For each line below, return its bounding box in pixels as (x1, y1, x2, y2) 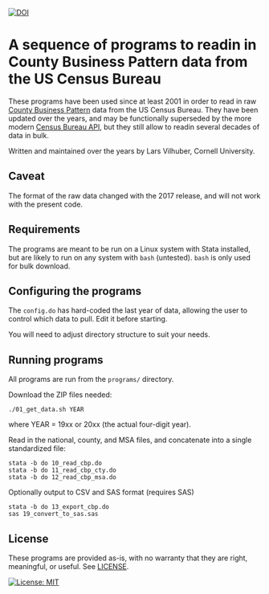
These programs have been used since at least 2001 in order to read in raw (8, 96, 257, 106)
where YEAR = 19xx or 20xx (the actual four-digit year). (8, 420, 191, 429)
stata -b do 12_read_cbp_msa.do (8, 473, 116, 481)
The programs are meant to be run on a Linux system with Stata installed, (8, 244, 251, 253)
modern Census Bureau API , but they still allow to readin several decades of (8, 121, 260, 132)
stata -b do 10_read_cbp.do (8, 459, 103, 468)
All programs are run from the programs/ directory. (8, 375, 174, 384)
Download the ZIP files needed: (8, 390, 112, 399)
